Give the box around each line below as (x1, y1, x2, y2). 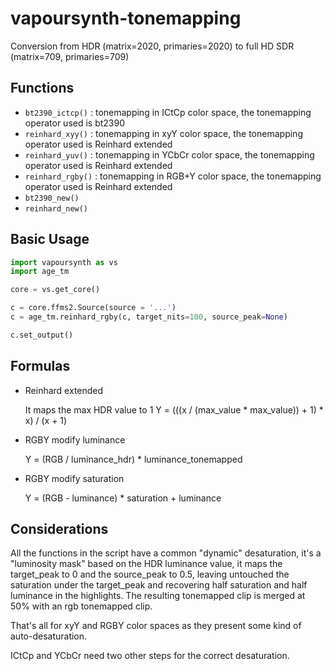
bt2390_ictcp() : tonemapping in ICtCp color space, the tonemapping (24, 106, 312, 118)
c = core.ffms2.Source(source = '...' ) (10, 303, 177, 313)
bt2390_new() (24, 193, 80, 203)
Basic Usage (10, 231, 90, 248)
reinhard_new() (24, 203, 89, 214)
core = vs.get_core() (10, 285, 101, 295)
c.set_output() (10, 330, 74, 340)
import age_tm (10, 267, 70, 277)
